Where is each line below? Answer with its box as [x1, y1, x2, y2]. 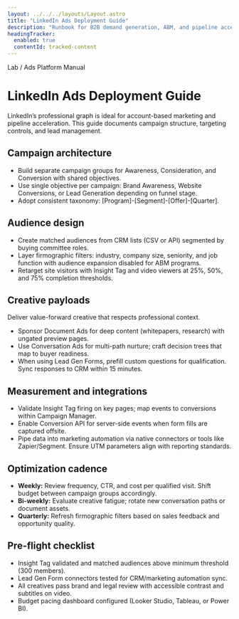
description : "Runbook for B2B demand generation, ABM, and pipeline [7, 23, 218, 31]
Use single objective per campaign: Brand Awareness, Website [17, 181, 202, 189]
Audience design [7, 217, 85, 229]
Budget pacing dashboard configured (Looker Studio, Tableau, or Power [17, 596, 230, 605]
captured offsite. [17, 427, 67, 435]
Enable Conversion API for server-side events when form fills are [17, 419, 208, 428]
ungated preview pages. [17, 334, 89, 343]
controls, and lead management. [7, 126, 102, 135]
